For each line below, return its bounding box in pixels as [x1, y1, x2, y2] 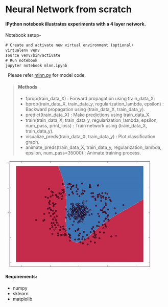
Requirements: [5, 274, 37, 280]
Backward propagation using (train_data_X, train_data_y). [25, 106, 146, 112]
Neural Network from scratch [5, 4, 132, 15]
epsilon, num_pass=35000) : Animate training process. [25, 149, 141, 156]
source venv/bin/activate [5, 53, 60, 58]
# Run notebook [5, 58, 38, 63]
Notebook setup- [5, 32, 41, 38]
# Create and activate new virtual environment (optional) [5, 42, 134, 48]
